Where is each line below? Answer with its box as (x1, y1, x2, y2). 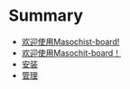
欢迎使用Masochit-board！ (21, 47, 122, 58)
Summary (8, 5, 83, 26)
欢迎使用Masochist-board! (21, 36, 120, 47)
